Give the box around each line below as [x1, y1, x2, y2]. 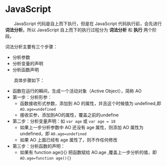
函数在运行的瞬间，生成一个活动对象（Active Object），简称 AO [12, 88, 142, 94]
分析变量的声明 [12, 60, 43, 66]
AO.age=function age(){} [19, 156, 72, 161]
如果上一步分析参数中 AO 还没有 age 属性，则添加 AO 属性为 [19, 124, 144, 130]
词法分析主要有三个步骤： [5, 43, 58, 49]
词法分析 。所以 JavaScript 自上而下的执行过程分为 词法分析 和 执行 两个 [5, 26, 153, 33]
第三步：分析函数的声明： [12, 143, 65, 149]
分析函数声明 [12, 66, 39, 73]
